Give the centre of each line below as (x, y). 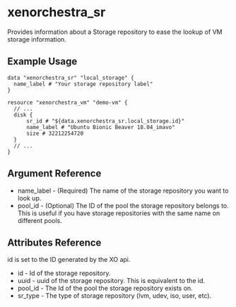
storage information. (37, 39)
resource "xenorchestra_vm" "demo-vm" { (68, 102)
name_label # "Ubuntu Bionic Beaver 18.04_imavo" (100, 127)
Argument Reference (54, 174)
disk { (23, 115)
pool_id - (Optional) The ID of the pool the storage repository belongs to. (123, 205)
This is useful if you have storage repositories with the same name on (119, 213)
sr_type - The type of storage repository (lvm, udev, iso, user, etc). (114, 296)
